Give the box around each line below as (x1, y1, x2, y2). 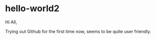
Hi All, (5, 19, 17, 25)
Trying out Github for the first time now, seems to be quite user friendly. (5, 28, 151, 34)
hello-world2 (5, 3, 59, 14)
